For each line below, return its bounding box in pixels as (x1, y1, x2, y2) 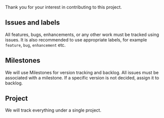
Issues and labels (5, 18, 60, 27)
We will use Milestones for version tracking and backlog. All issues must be (5, 69, 159, 76)
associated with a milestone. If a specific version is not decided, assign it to (5, 75, 160, 80)
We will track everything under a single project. (5, 107, 102, 113)
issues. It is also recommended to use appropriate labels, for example (5, 37, 147, 42)
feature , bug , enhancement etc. (5, 42, 66, 48)
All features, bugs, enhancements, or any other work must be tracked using (5, 32, 160, 38)
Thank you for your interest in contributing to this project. (5, 4, 122, 10)
